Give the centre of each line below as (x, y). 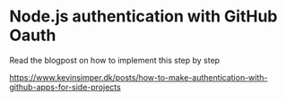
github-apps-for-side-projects (65, 87)
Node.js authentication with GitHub (143, 17)
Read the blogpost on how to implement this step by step (115, 60)
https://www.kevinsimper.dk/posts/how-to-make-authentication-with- (139, 77)
